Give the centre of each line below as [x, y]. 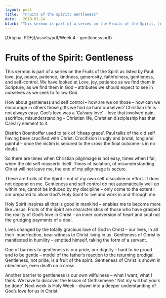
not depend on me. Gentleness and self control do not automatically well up [82, 184]
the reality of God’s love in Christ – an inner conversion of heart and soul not [83, 215]
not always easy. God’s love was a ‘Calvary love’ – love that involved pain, [80, 113]
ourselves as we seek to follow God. [42, 93]
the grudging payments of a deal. [39, 220]
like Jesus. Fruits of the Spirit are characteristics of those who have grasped [83, 210]
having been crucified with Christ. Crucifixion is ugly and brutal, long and [80, 138]
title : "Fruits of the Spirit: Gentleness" [52, 14]
